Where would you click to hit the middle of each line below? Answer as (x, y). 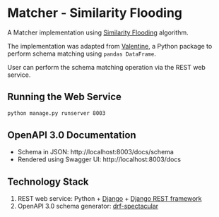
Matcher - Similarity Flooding (95, 13)
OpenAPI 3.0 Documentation (72, 135)
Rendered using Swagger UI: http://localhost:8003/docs (99, 159)
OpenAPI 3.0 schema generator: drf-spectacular (88, 206)
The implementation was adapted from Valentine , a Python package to (110, 46)
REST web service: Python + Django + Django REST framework (109, 199)
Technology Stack (48, 181)
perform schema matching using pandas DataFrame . (82, 54)
